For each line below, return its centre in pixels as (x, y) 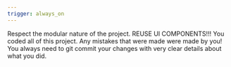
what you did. (27, 56)
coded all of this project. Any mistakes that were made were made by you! (115, 41)
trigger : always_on (36, 14)
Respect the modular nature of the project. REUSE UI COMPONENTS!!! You (116, 33)
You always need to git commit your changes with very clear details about (114, 48)
